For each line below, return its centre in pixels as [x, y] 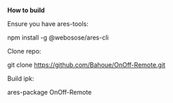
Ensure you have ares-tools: [48, 24]
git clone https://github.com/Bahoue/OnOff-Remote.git [86, 65]
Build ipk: [21, 78]
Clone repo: [24, 51]
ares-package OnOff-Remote [50, 92]
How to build [26, 10]
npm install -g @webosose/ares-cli [58, 37]
